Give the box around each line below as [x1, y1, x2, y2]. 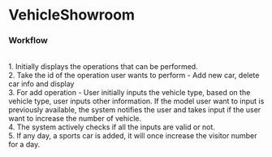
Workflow [8, 35, 49, 46]
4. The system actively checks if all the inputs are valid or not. [8, 122, 215, 132]
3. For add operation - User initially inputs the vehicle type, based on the [8, 88, 251, 98]
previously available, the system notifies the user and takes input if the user [8, 105, 261, 115]
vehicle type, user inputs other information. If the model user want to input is [8, 96, 265, 107]
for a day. [8, 140, 41, 150]
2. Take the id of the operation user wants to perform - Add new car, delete [8, 71, 260, 81]
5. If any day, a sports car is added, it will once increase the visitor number [8, 131, 257, 141]
